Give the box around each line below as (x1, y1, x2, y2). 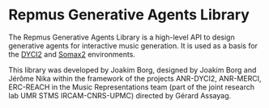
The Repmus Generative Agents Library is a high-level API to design (8, 32, 235, 42)
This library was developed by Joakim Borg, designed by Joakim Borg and (8, 64, 257, 74)
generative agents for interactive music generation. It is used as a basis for (8, 40, 258, 50)
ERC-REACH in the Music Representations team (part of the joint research (8, 82, 255, 92)
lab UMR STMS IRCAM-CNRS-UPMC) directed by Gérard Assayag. (8, 90, 232, 100)
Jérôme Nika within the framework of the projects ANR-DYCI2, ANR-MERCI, (8, 73, 262, 83)
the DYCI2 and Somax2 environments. (8, 49, 136, 59)
